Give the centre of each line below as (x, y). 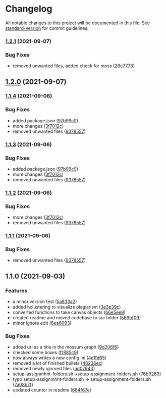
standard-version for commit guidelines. (47, 28)
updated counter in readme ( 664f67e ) (52, 390)
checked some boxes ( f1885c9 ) (45, 353)
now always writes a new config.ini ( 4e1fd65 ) (60, 358)
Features (16, 290)
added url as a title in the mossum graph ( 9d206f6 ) (66, 347)
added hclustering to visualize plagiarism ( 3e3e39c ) (67, 307)
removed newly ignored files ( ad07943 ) (53, 369)
